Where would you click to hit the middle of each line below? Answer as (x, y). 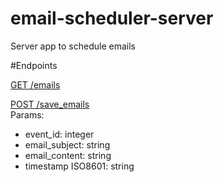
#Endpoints (34, 65)
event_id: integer (59, 134)
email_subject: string (67, 144)
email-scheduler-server (112, 18)
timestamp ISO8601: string (79, 166)
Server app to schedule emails (73, 46)
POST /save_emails (50, 104)
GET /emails (35, 84)
